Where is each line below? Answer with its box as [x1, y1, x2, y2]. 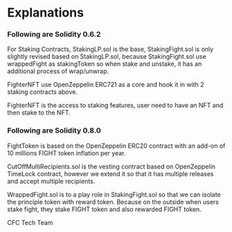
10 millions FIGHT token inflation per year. [7, 148, 126, 157]
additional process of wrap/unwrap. [7, 67, 109, 75]
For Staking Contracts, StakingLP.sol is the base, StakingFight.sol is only [7, 45, 214, 53]
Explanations [7, 5, 84, 21]
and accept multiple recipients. [7, 177, 96, 185]
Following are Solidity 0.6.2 [7, 30, 101, 39]
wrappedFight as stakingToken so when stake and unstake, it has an [7, 60, 202, 68]
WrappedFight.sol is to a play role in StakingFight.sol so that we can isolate [7, 190, 221, 198]
